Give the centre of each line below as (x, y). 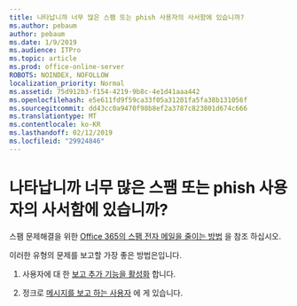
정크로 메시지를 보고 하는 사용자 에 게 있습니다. (102, 293)
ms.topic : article (43, 59)
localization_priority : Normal (67, 83)
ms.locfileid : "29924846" (57, 141)
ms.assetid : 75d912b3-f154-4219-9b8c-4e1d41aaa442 (105, 91)
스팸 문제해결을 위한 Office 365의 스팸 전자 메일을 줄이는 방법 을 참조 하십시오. (145, 236)
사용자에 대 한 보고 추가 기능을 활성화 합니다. (99, 274)
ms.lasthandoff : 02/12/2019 (61, 133)
